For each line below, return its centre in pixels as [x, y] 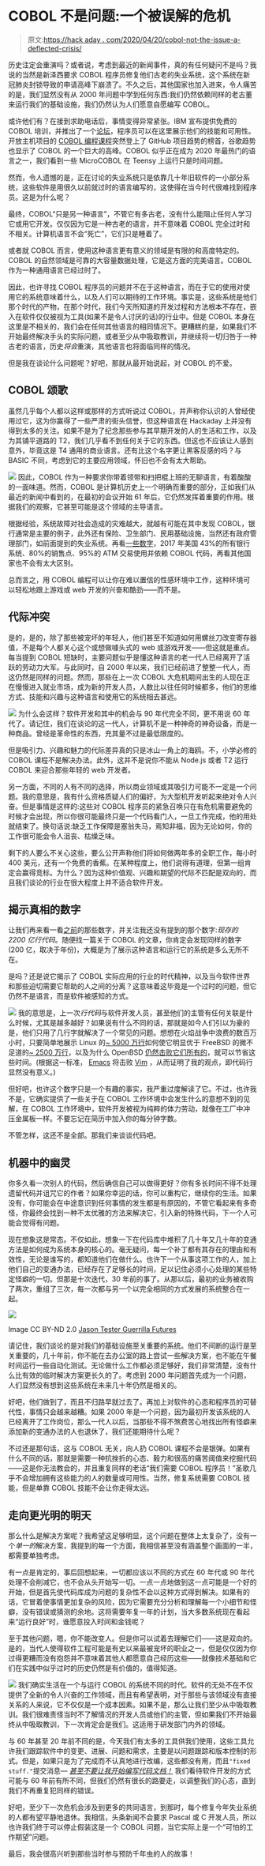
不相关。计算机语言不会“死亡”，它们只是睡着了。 [88, 233]
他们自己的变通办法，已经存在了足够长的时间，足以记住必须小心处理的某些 [129, 1270]
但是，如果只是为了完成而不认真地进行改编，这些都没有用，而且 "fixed [136, 1761]
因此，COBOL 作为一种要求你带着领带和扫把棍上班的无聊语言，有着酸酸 [134, 477]
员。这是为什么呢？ [39, 197]
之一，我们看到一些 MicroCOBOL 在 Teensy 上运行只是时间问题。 [121, 160]
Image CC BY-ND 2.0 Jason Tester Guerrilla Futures [92, 1330]
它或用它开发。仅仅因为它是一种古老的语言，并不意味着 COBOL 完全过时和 [129, 224]
